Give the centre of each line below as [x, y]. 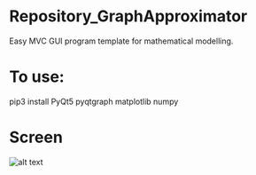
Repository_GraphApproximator [128, 16]
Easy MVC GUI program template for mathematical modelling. [121, 41]
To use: [37, 77]
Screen [36, 137]
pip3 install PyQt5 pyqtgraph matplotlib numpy [94, 101]
